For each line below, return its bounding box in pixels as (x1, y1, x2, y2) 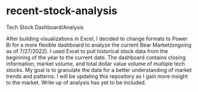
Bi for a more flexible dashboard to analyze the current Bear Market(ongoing (6, 41, 192, 48)
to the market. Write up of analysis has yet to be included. (6, 78, 146, 86)
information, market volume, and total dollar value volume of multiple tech (6, 60, 185, 67)
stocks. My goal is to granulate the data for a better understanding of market (6, 66, 192, 73)
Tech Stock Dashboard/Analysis (6, 24, 84, 31)
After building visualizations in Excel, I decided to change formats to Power (6, 35, 188, 42)
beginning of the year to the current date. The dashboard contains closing (6, 54, 186, 61)
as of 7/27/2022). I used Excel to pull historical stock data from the (6, 47, 168, 54)
